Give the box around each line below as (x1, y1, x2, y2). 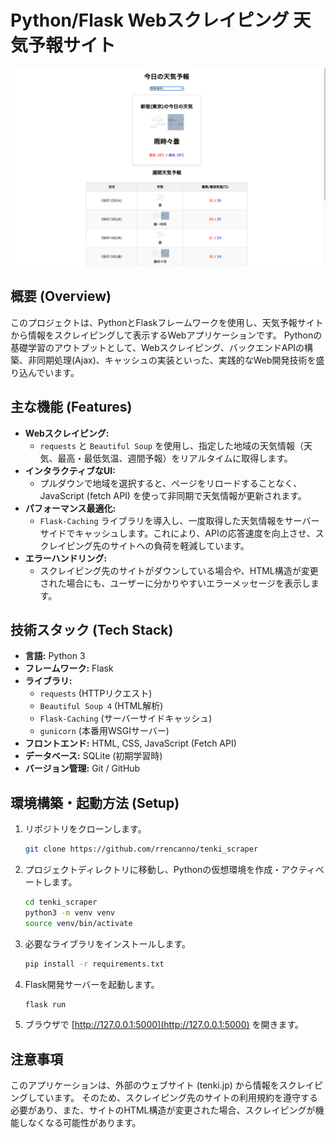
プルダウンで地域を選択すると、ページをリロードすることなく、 (39, 477, 303, 489)
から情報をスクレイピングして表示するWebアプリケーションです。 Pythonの (10, 329, 323, 341)
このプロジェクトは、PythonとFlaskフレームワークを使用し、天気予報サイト (10, 316, 324, 328)
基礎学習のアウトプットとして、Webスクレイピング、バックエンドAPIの (10, 341, 305, 353)
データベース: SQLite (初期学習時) (24, 750, 163, 762)
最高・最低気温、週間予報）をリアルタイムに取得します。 (57, 452, 293, 464)
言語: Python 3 (24, 650, 86, 662)
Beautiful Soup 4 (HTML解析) (39, 700, 164, 712)
